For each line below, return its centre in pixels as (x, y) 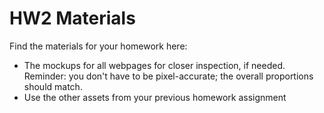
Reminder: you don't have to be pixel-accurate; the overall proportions (168, 76)
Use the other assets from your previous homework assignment (155, 97)
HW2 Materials (72, 18)
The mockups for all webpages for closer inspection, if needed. (154, 65)
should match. (53, 86)
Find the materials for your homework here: (98, 46)
